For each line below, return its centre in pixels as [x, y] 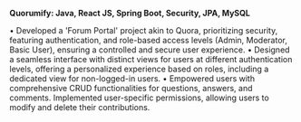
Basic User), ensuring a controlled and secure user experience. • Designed [150, 50]
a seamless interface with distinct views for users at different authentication [151, 59]
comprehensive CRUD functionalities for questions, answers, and [131, 88]
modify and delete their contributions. [80, 107]
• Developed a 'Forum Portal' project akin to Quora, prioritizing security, [144, 30]
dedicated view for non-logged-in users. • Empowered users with [132, 79]
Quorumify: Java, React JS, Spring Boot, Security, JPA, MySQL [130, 13]
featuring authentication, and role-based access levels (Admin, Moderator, [148, 40]
